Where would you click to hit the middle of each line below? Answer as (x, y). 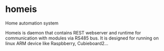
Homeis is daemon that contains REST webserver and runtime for (73, 32)
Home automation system (32, 23)
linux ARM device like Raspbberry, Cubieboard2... (57, 43)
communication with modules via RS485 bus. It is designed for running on (82, 38)
